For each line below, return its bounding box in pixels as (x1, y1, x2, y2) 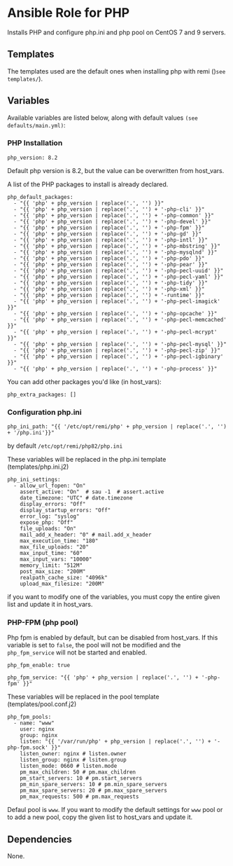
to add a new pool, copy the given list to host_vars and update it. (7, 813, 193, 821)
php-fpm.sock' (7, 744, 49, 751)
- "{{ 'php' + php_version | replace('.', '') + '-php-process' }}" (13, 365, 218, 372)
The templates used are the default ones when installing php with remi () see (7, 67, 226, 75)
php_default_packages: (7, 193, 73, 200)
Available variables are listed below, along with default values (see (7, 114, 198, 122)
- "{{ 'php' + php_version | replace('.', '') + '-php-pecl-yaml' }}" (13, 273, 224, 280)
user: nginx (20, 726, 55, 733)
